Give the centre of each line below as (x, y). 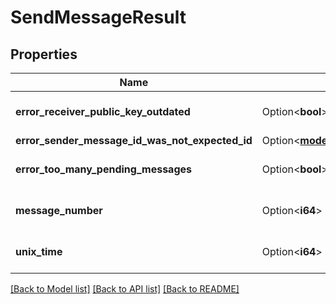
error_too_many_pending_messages (103, 169)
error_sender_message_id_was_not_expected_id (134, 140)
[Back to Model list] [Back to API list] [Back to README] (125, 289)
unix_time (39, 251)
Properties (44, 54)
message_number (59, 210)
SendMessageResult (98, 17)
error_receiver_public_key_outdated (103, 111)
